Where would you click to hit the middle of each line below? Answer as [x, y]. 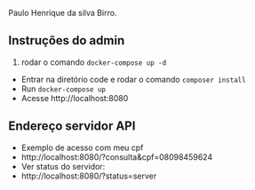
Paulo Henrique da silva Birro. [63, 13]
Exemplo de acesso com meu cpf [82, 147]
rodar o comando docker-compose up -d [94, 62]
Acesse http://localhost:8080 [75, 98]
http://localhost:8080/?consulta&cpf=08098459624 [117, 157]
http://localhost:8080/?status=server [89, 176]
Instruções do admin [67, 40]
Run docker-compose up [63, 89]
